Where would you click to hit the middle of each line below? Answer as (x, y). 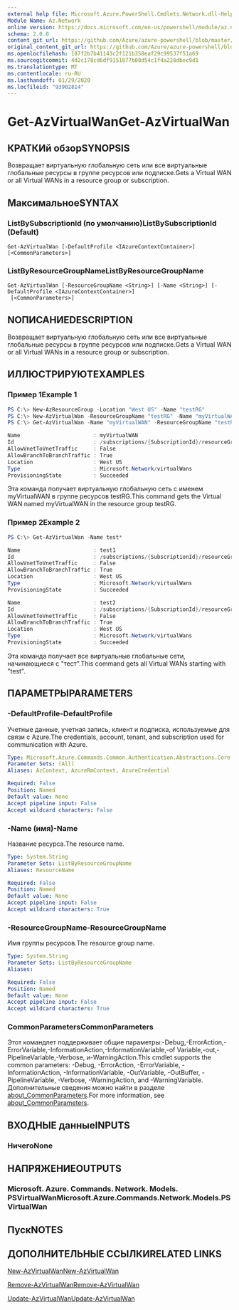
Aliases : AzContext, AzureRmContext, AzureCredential (89, 771)
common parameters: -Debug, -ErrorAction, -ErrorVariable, (94, 1065)
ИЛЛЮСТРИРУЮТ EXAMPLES (76, 374)
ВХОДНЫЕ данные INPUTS (69, 1125)
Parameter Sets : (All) (41, 764)
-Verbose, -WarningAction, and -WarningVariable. (131, 1080)
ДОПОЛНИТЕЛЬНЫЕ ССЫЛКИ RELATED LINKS (115, 1254)
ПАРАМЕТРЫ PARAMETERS (70, 694)
